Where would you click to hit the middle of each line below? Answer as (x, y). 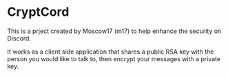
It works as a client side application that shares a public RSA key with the (111, 52)
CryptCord (38, 12)
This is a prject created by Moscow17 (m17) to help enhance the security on (114, 31)
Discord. (19, 38)
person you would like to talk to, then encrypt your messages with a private (114, 58)
